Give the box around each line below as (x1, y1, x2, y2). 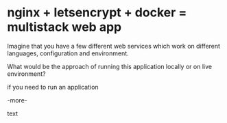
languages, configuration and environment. (7, 49, 129, 57)
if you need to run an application (7, 83, 99, 91)
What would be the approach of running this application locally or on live (7, 62, 213, 70)
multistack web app (7, 19, 122, 35)
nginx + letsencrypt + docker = (7, 5, 187, 20)
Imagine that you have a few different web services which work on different (7, 42, 221, 50)
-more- (7, 96, 27, 104)
